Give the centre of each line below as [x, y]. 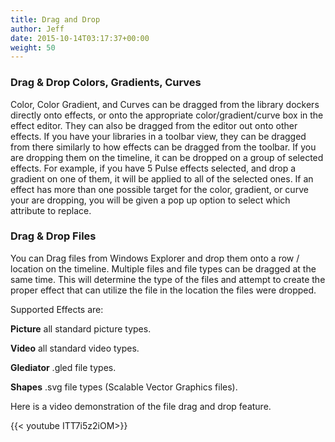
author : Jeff [37, 29]
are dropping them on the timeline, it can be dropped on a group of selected [167, 157]
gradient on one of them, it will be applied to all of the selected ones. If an [162, 178]
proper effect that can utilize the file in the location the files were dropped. [163, 290]
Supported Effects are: [57, 309]
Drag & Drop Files [53, 236]
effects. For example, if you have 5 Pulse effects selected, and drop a [153, 168]
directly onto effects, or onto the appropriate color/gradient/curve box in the [167, 115]
